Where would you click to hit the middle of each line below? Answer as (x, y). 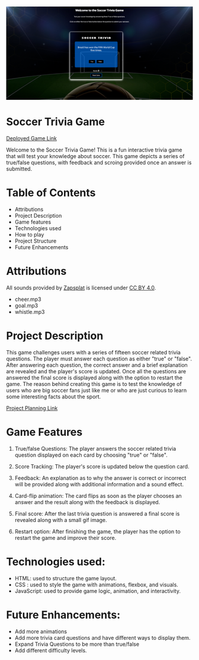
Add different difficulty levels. (51, 650)
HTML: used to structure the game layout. (66, 578)
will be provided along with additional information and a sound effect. (99, 484)
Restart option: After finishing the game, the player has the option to (97, 531)
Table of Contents (51, 193)
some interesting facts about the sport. (54, 397)
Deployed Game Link (32, 138)
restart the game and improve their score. (65, 538)
